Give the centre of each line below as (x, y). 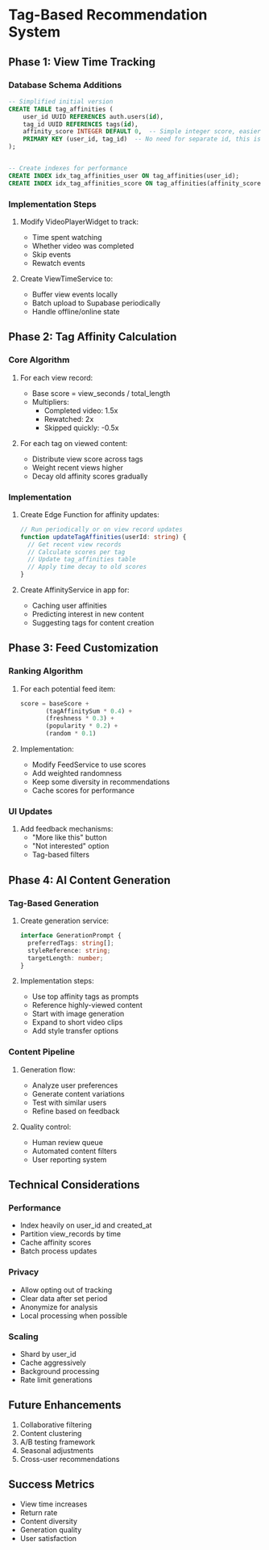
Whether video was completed (83, 246)
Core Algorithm (39, 360)
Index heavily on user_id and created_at (86, 1225)
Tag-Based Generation (54, 903)
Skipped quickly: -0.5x (81, 428)
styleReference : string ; (69, 950)
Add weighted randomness (77, 773)
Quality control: (46, 1127)
